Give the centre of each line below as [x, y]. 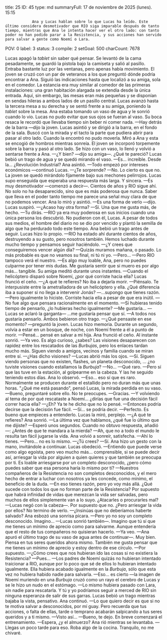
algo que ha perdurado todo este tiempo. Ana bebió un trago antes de [77, 228]
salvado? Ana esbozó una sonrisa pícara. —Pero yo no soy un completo [79, 516]
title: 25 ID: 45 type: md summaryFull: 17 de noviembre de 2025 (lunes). [79, 7]
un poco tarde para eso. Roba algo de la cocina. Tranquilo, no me [87, 627]
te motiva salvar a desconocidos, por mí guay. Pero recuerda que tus [76, 606]
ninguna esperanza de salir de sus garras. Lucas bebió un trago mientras [80, 596]
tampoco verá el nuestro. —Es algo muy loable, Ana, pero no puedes [76, 260]
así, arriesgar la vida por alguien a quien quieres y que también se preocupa [83, 457]
